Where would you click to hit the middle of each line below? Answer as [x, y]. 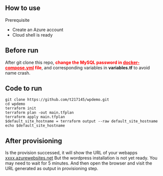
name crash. [18, 73]
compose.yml [20, 67]
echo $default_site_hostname [35, 126]
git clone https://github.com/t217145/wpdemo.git [57, 100]
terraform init [21, 108]
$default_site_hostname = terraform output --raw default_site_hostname [81, 121]
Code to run [24, 88]
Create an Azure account [38, 30]
